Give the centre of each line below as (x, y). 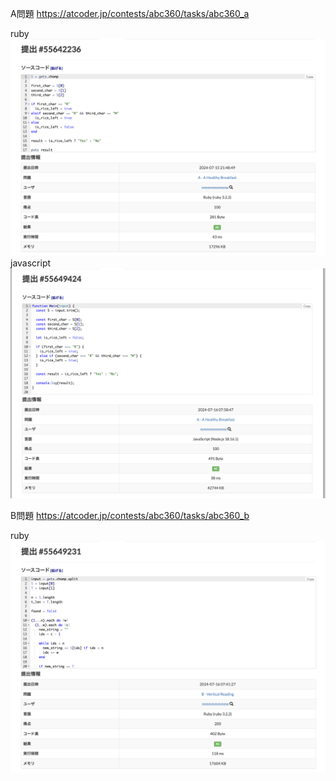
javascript (31, 263)
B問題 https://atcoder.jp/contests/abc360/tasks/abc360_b (130, 515)
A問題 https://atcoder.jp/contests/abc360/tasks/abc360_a (130, 13)
